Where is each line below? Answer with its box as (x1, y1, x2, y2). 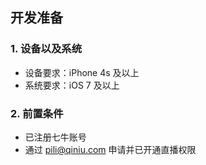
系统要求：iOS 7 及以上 (24, 79, 120, 91)
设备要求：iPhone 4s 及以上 (24, 66, 140, 78)
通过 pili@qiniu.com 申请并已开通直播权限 (24, 143, 197, 155)
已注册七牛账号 (24, 131, 87, 143)
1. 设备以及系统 (10, 42, 83, 56)
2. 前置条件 (10, 106, 64, 120)
